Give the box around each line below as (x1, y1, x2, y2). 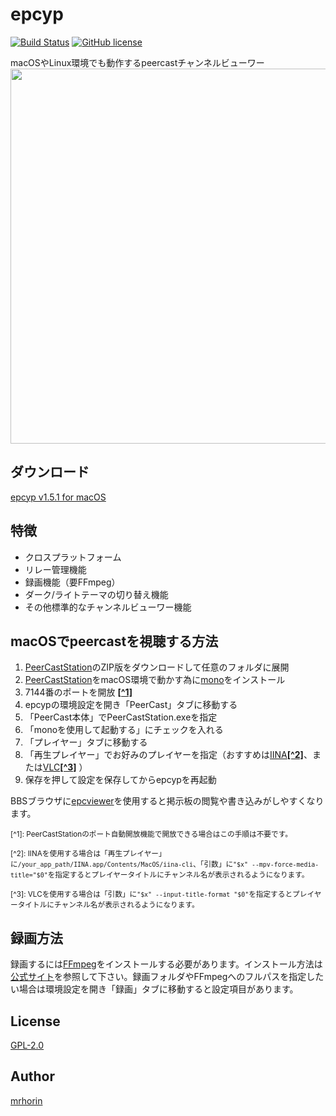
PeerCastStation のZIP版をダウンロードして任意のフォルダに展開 (24, 661, 290, 673)
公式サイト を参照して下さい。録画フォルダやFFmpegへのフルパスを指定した (10, 971, 325, 983)
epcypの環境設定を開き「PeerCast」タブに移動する (24, 699, 238, 711)
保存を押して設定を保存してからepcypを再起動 (24, 774, 217, 786)
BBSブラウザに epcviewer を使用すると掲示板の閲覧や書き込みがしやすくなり (10, 795, 325, 807)
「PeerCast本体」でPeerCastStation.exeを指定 (24, 711, 218, 723)
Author (10, 1068, 55, 1085)
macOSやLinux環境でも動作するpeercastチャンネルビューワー (10, 56, 265, 68)
